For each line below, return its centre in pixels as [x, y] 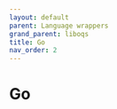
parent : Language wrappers [59, 26]
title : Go [27, 42]
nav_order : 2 [33, 51]
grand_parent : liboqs [49, 34]
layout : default [39, 17]
